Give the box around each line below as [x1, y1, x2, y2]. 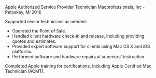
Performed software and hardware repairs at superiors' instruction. [12, 54, 146, 60]
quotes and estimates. [12, 38, 57, 44]
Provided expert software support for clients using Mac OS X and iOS [12, 44, 151, 49]
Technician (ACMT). [5, 68, 45, 74]
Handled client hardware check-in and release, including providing [12, 33, 145, 39]
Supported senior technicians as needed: [5, 19, 87, 24]
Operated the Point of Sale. [12, 28, 66, 33]
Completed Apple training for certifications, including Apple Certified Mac [5, 63, 152, 69]
